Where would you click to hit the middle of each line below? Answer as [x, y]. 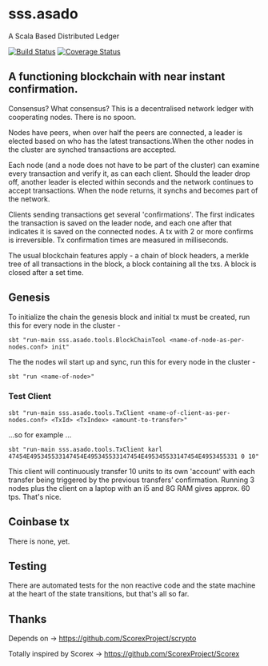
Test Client [30, 397]
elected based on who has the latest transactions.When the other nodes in [131, 141]
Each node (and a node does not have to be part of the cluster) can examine [134, 165]
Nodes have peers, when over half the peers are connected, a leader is [125, 132]
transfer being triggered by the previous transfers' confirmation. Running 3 [131, 480]
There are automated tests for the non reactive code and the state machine [132, 585]
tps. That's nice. [35, 497]
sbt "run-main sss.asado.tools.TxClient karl [85, 449]
